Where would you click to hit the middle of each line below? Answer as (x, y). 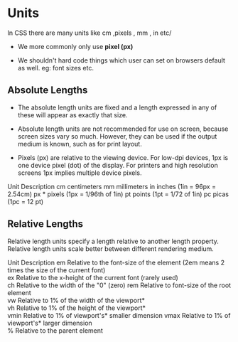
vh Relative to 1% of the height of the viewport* (77, 308)
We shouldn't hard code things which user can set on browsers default (121, 60)
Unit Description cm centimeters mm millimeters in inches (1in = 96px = (112, 186)
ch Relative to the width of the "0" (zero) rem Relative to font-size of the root (119, 285)
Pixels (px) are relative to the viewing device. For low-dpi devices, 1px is (123, 157)
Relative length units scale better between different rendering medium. (111, 249)
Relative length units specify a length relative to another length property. (113, 241)
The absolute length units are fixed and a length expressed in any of (117, 107)
